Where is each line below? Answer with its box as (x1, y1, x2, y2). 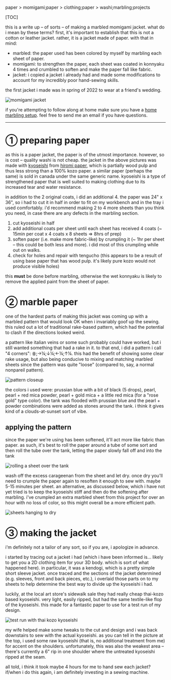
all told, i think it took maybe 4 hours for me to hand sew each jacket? (5, 664, 151, 670)
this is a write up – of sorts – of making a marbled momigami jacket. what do (5, 24, 165, 30)
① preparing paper (5, 135, 90, 147)
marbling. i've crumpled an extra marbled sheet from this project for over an (5, 494, 164, 500)
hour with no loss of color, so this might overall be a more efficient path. (5, 499, 156, 505)
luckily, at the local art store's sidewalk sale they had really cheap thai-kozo (5, 590, 164, 597)
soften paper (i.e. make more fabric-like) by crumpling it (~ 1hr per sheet (12, 236, 164, 242)
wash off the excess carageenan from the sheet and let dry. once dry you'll (5, 472, 163, 478)
